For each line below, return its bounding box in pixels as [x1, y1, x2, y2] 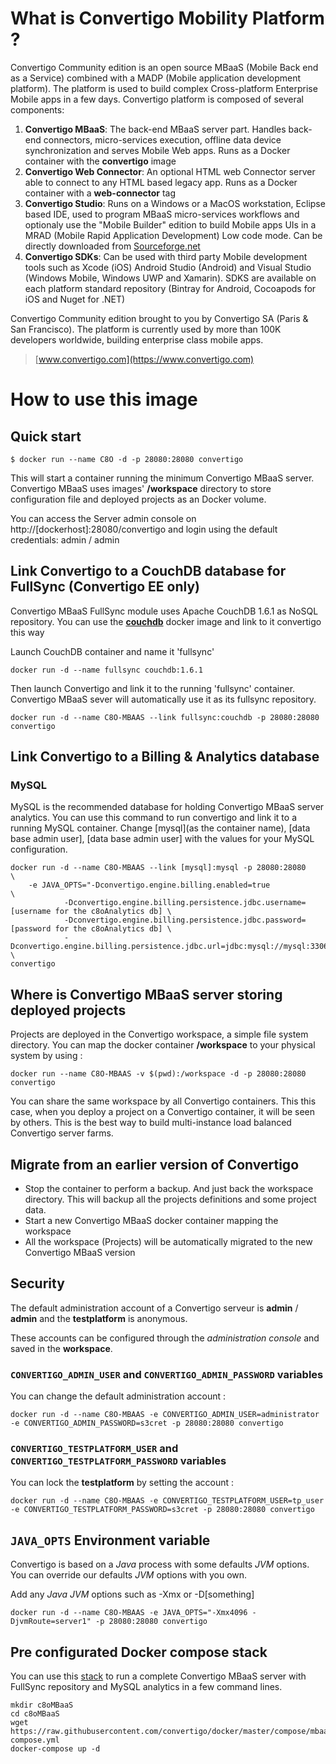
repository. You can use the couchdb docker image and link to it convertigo [10, 615, 322, 627]
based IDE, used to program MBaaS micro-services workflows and [24, 208, 300, 220]
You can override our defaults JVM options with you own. [10, 1569, 248, 1581]
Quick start [10, 428, 82, 445]
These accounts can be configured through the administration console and [10, 1332, 320, 1344]
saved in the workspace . [10, 1342, 113, 1354]
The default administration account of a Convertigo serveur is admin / [10, 1302, 299, 1314]
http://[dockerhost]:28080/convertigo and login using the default [10, 523, 278, 535]
